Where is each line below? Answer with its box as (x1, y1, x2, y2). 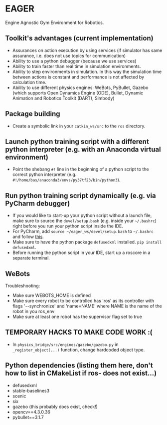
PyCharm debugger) (5, 199, 70, 207)
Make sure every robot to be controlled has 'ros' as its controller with (12, 298, 155, 303)
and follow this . (12, 233, 44, 240)
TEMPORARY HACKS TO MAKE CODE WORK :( (5, 328, 153, 336)
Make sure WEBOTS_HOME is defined (12, 292, 91, 298)
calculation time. (12, 79, 46, 85)
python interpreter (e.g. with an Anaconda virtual (5, 145, 161, 153)
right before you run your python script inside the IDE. (12, 223, 123, 229)
